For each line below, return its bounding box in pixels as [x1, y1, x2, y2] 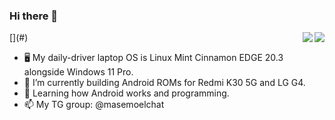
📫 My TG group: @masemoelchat [23, 99, 165, 111]
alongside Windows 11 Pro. [23, 66, 134, 78]
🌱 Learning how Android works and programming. [23, 87, 230, 99]
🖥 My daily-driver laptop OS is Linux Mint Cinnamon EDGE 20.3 [23, 52, 284, 64]
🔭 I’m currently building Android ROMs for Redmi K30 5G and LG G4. [23, 77, 306, 89]
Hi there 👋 [9, 9, 59, 23]
